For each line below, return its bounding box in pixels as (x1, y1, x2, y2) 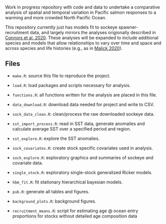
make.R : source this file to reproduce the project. (12, 73, 111, 79)
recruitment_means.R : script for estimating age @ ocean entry (12, 208, 138, 214)
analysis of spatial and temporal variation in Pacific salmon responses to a (5, 9, 157, 15)
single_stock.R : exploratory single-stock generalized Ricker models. (12, 169, 153, 175)
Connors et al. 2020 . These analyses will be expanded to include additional (5, 35, 159, 41)
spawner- (118, 24, 138, 30)
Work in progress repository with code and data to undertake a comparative (5, 4, 160, 10)
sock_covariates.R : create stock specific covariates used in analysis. (12, 145, 153, 151)
